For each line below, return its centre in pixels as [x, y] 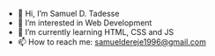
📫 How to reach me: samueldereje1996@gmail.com [112, 42]
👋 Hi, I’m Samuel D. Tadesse [68, 14]
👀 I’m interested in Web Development [85, 23]
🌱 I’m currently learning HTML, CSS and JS [96, 32]
